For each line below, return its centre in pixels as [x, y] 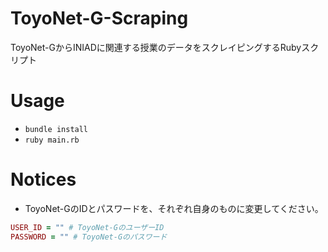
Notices [43, 179]
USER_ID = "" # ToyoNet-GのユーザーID [87, 227]
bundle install [56, 129]
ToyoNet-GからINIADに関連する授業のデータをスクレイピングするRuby [156, 47]
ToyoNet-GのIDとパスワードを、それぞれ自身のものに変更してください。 [174, 208]
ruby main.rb [52, 140]
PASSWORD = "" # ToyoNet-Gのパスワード [89, 237]
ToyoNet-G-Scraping [99, 18]
